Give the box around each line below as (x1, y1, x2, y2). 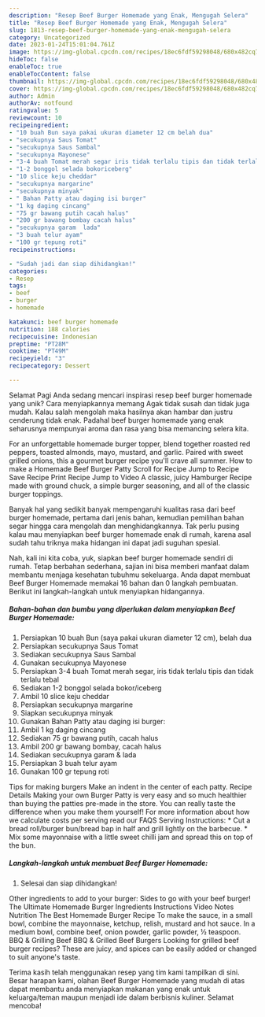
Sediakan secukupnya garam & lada (20, 749, 137, 760)
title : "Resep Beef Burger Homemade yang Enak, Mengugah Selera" (9, 19, 227, 27)
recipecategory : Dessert (9, 362, 90, 370)
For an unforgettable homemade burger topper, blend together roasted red (9, 438, 251, 449)
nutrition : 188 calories (9, 325, 90, 333)
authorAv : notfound (9, 99, 73, 107)
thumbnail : (9, 77, 45, 85)
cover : (9, 84, 31, 93)
